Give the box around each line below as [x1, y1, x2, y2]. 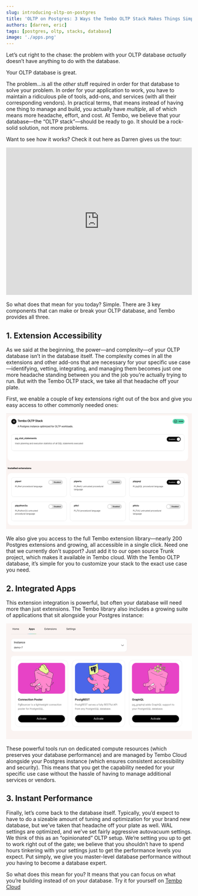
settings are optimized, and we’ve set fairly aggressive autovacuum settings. [6, 828, 192, 835]
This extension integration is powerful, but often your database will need [6, 599, 182, 606]
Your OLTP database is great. [6, 69, 77, 76]
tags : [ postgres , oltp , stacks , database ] [6, 28, 112, 34]
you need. [6, 566, 31, 573]
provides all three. [6, 313, 50, 321]
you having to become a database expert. [6, 859, 107, 867]
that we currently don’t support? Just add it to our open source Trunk [6, 547, 174, 554]
